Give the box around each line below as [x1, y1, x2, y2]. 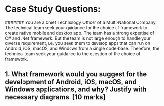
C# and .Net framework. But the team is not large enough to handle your [5, 35, 151, 41]
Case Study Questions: [5, 3, 101, 15]
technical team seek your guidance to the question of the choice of [5, 50, 141, 57]
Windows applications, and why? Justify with [5, 85, 147, 94]
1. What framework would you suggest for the [5, 70, 147, 79]
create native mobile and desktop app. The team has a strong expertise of [5, 30, 154, 36]
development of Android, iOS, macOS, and [5, 78, 137, 86]
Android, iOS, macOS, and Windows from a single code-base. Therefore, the [5, 45, 160, 51]
